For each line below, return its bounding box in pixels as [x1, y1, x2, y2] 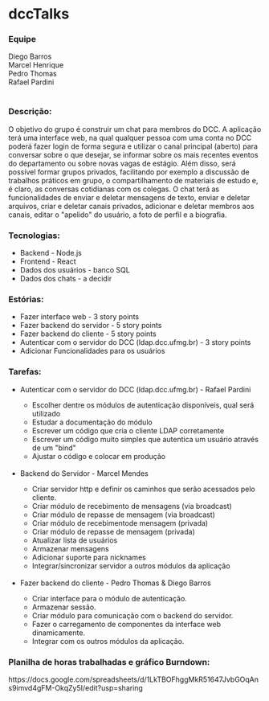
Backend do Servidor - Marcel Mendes [19, 468, 149, 478]
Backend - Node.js [19, 248, 82, 258]
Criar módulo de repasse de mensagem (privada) [31, 527, 195, 536]
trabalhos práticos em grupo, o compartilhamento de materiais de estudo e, [8, 175, 259, 185]
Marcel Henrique [8, 60, 64, 70]
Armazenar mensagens [31, 543, 110, 553]
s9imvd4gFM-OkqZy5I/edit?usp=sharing [8, 683, 143, 692]
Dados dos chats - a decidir [19, 274, 112, 284]
